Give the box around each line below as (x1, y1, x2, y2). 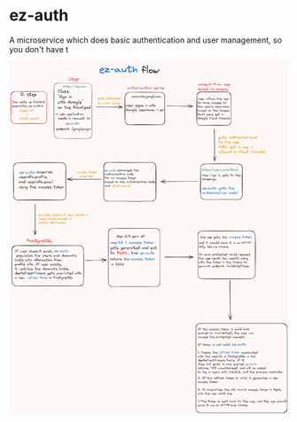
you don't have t (9, 43, 69, 54)
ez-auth (9, 5, 69, 26)
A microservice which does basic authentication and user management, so (9, 35, 282, 45)
